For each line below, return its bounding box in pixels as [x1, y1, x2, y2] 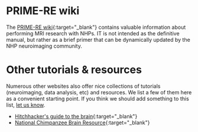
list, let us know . [6, 101, 46, 108]
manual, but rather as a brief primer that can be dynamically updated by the [6, 36, 190, 43]
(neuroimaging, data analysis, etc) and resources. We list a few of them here [6, 88, 192, 95]
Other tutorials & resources [6, 63, 142, 77]
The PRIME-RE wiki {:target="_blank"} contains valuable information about [6, 24, 186, 31]
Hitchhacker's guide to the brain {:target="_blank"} [14, 113, 138, 120]
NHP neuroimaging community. [6, 42, 83, 49]
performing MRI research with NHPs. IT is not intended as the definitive [6, 29, 180, 37]
